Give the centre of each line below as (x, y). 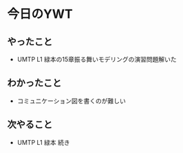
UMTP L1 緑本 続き (43, 142)
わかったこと (34, 83)
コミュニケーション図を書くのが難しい (71, 101)
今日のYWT (40, 14)
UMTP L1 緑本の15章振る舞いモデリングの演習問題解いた (97, 59)
